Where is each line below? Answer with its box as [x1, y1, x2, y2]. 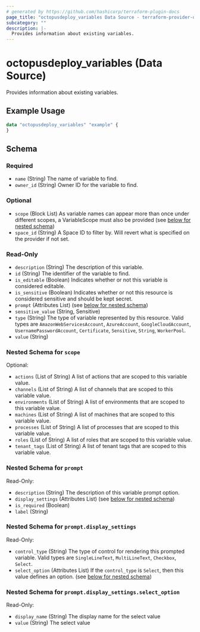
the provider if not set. [14, 235, 70, 242]
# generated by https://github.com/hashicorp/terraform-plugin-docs [6, 8, 180, 15]
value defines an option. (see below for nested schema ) [14, 572, 152, 580]
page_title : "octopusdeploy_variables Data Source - [6, 14, 140, 20]
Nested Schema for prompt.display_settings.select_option [6, 587, 180, 596]
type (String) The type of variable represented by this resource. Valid [14, 314, 184, 321]
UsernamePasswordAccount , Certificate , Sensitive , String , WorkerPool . [14, 327, 186, 334]
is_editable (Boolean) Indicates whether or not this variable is [14, 276, 168, 283]
